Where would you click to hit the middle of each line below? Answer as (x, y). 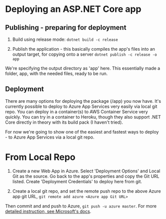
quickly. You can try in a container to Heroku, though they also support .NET (83, 117)
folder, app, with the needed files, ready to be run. (56, 73)
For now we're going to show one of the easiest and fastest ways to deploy (82, 132)
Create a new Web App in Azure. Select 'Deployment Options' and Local (86, 171)
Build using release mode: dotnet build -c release (65, 39)
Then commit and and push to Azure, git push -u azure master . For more (81, 206)
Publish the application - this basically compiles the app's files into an (84, 49)
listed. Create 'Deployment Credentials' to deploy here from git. (77, 181)
